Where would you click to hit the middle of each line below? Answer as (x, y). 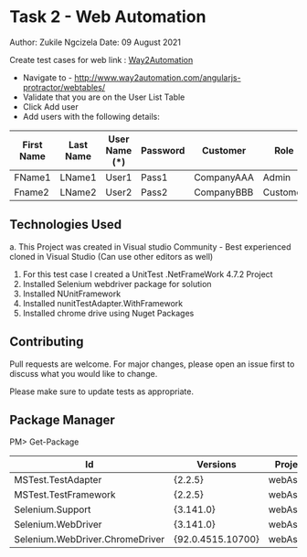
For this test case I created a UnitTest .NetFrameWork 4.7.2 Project (148, 274)
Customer (224, 150)
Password (163, 150)
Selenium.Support (53, 509)
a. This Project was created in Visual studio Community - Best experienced (150, 246)
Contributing (47, 342)
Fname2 (32, 192)
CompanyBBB (223, 192)
